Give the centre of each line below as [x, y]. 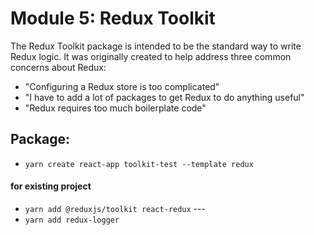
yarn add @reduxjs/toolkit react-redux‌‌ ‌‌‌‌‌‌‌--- [115, 208]
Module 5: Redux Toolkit [113, 18]
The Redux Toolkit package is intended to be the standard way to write [156, 46]
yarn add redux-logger [72, 220]
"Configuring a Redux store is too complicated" [122, 86]
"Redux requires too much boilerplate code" [115, 108]
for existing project [51, 186]
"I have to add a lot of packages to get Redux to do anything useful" [164, 97]
